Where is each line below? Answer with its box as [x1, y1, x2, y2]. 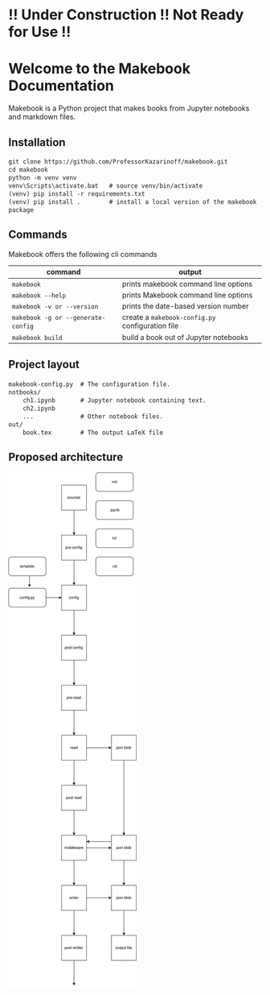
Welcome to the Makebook [8, 60, 191, 78]
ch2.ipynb [22, 404, 56, 413]
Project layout [8, 358, 80, 371]
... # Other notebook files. [22, 413, 163, 421]
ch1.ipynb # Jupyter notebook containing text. [22, 396, 207, 404]
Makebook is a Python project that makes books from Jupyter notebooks [8, 103, 250, 114]
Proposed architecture [8, 450, 124, 464]
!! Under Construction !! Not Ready [8, 6, 244, 24]
